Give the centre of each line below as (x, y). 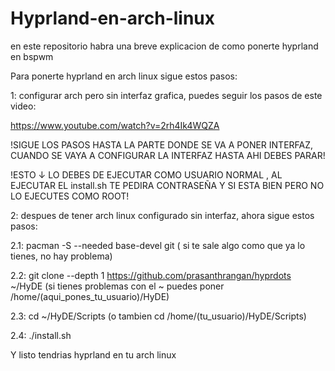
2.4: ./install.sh (41, 335)
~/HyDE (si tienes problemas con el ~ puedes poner (117, 286)
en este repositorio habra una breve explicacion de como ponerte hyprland (164, 46)
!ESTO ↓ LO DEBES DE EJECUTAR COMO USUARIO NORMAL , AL (146, 174)
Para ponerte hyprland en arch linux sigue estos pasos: (124, 76)
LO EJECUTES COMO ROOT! (70, 196)
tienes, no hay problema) (61, 256)
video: (23, 106)
